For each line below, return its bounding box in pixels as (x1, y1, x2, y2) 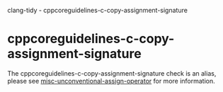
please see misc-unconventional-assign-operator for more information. (7, 76, 216, 85)
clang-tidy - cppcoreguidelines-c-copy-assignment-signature (7, 6, 188, 14)
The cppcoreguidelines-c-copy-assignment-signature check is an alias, (7, 69, 217, 77)
